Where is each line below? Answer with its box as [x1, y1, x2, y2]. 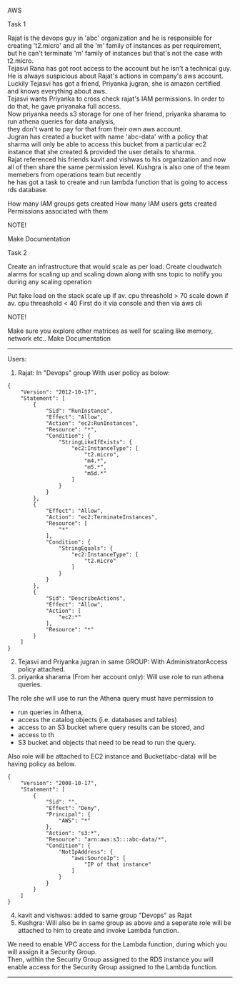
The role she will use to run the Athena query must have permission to [7, 694, 214, 702]
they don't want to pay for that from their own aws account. [7, 125, 183, 133]
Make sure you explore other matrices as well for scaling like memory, [7, 326, 214, 335]
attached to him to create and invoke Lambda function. [17, 926, 179, 934]
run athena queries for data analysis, [7, 117, 116, 126]
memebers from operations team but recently [7, 171, 141, 179]
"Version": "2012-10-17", [20, 389, 98, 396]
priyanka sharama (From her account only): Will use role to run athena [17, 673, 224, 681]
